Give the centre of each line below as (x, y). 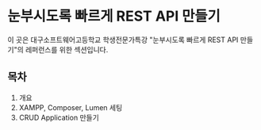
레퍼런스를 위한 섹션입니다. (67, 49)
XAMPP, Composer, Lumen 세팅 (71, 107)
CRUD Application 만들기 (59, 117)
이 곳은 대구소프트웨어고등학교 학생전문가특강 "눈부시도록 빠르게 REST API (123, 40)
